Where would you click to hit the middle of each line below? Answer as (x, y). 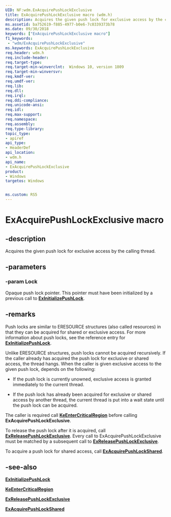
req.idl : (15, 110)
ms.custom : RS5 (21, 195)
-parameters (26, 267)
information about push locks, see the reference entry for (65, 337)
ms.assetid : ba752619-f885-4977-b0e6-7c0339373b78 (60, 24)
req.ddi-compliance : (27, 100)
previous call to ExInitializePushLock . (45, 298)
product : (15, 172)
